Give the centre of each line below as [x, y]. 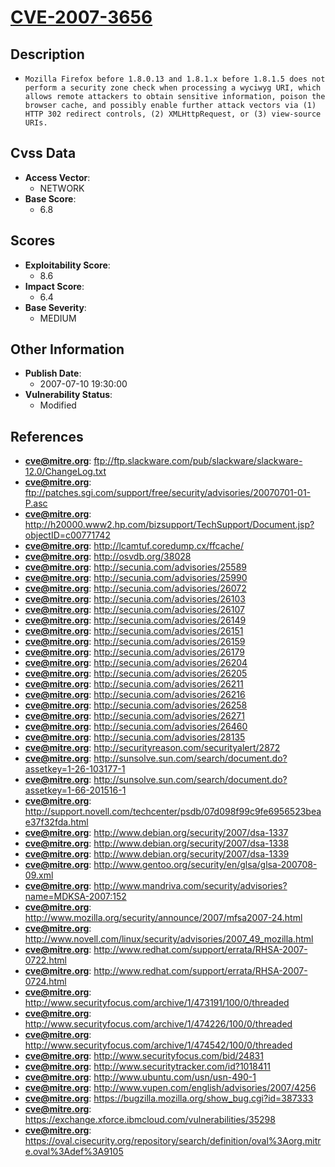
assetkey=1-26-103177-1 [75, 769]
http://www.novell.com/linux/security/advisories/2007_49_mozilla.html [169, 939]
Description [47, 54]
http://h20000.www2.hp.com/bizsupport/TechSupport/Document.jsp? [169, 525]
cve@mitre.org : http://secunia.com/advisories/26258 [136, 705]
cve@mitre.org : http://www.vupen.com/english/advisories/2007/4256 [170, 1088]
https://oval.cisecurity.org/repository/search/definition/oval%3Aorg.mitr [173, 1141]
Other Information [67, 349]
